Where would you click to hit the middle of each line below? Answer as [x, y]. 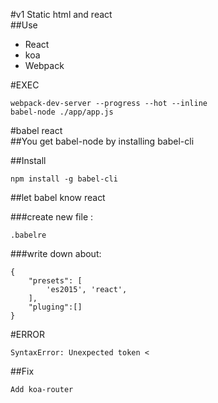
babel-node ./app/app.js [62, 112]
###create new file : [52, 217]
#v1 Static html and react [61, 14]
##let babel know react [58, 197]
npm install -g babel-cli [64, 179]
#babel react [36, 130]
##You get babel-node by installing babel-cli [102, 141]
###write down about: [56, 253]
